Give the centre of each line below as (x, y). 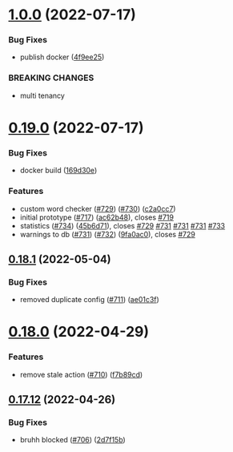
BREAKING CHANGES (51, 78)
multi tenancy (42, 95)
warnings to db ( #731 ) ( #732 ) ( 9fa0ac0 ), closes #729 (108, 234)
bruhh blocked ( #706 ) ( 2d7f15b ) (72, 440)
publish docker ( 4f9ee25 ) (62, 57)
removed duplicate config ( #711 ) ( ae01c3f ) (90, 300)
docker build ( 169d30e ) (58, 171)
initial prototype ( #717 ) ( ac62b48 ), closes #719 (97, 217)
